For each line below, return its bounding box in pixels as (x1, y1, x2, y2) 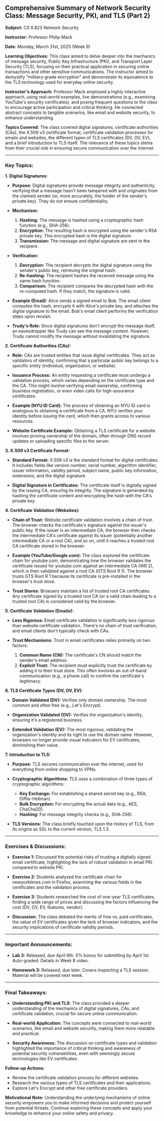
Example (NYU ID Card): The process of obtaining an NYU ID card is (12, 403, 150, 408)
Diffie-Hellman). (19, 796, 52, 802)
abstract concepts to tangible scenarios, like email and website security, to (5, 109, 155, 115)
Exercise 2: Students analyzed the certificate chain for (12, 874, 122, 880)
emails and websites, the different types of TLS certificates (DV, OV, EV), (5, 134, 151, 140)
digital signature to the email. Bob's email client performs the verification (12, 308, 159, 314)
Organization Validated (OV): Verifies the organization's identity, (12, 712, 143, 718)
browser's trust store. (12, 579, 56, 585)
